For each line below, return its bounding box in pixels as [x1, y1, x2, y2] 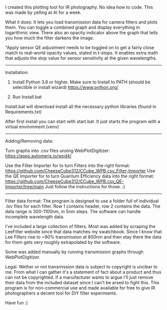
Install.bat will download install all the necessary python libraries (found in [5, 104, 157, 109]
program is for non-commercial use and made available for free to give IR [5, 285, 156, 291]
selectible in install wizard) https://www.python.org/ [12, 84, 118, 90]
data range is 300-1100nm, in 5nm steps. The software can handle [5, 209, 141, 214]
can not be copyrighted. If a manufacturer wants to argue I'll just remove [5, 274, 154, 280]
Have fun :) [5, 300, 28, 306]
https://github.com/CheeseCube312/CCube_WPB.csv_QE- [5, 178, 124, 184]
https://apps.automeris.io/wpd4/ [5, 153, 72, 158]
